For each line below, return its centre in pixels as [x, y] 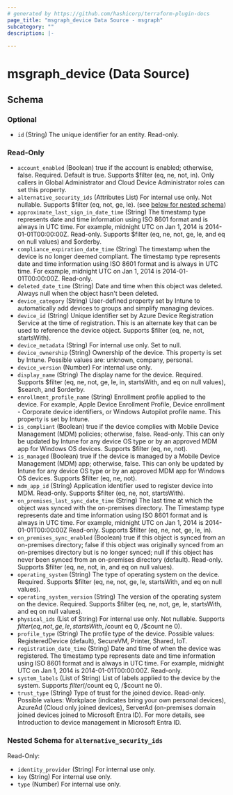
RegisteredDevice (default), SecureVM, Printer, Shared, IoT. [102, 641]
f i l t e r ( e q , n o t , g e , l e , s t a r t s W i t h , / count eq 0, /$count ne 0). [99, 627]
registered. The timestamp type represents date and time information [116, 656]
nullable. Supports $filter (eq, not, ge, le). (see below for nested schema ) [121, 205]
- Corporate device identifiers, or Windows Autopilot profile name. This [119, 412]
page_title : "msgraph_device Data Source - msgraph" [85, 20]
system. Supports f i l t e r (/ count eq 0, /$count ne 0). [89, 686]
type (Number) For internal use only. [69, 784]
